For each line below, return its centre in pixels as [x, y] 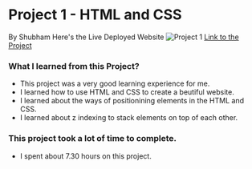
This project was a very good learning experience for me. [115, 84]
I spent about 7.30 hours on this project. [86, 156]
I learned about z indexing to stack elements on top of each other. [129, 118]
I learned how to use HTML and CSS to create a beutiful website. [127, 92]
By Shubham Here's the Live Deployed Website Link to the [124, 37]
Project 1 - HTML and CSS [95, 15]
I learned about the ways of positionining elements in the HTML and [132, 101]
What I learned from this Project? [74, 66]
